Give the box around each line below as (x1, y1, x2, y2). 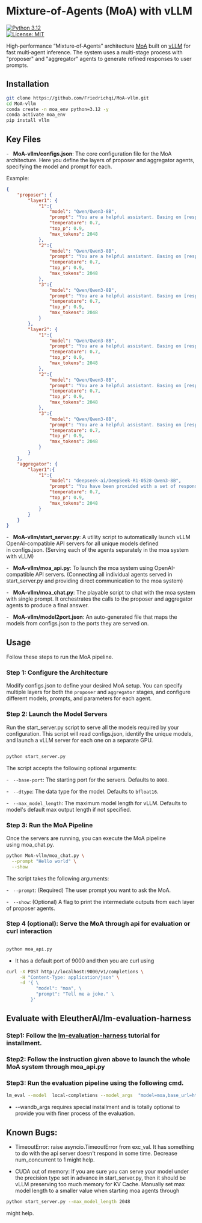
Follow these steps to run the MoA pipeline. (6, 653, 114, 661)
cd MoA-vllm (6, 101, 36, 107)
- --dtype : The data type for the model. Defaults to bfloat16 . (6, 788, 159, 795)
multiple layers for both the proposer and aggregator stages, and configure (6, 689, 191, 696)
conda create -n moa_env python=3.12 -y (6, 106, 109, 112)
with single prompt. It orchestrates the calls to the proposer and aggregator (6, 595, 193, 602)
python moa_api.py (6, 946, 52, 952)
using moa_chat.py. (6, 841, 55, 848)
